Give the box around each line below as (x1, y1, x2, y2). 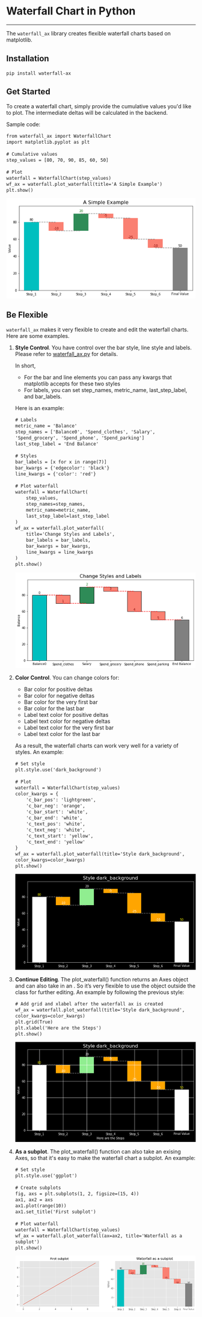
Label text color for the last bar (23, 731, 100, 737)
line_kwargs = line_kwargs (26, 549, 94, 555)
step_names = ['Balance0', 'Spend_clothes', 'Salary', (14, 429, 156, 435)
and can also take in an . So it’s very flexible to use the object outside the (14, 982, 196, 990)
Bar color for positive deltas (23, 686, 93, 693)
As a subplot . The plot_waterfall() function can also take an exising (14, 1148, 182, 1155)
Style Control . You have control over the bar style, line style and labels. (14, 344, 192, 351)
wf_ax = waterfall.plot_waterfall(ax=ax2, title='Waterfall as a (14, 1233, 182, 1239)
